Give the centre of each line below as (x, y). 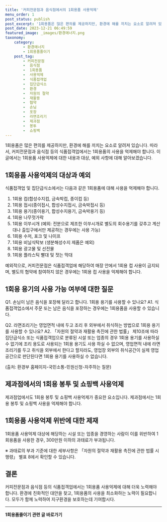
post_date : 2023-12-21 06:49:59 (39, 28)
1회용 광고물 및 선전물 (33, 249)
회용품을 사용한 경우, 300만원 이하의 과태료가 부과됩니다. (60, 440)
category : (24, 42)
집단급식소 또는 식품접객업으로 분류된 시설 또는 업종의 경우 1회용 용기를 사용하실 (82, 337)
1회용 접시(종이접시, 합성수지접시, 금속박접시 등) (59, 205)
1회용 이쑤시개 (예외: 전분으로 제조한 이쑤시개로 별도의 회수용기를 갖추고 (82, 224)
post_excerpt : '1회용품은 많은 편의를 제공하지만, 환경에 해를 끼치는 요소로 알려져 (81, 24)
